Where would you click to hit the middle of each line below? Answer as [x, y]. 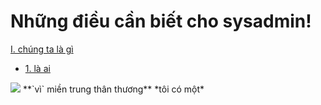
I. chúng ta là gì [42, 49]
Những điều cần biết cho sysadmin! [161, 21]
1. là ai [37, 68]
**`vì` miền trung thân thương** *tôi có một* [113, 89]
